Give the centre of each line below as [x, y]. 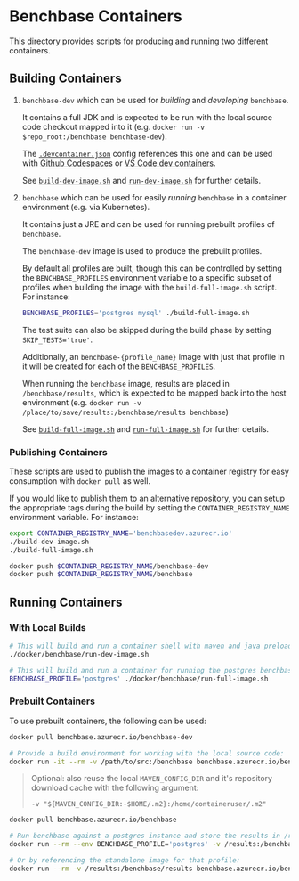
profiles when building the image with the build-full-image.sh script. [149, 287]
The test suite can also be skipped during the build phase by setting [146, 330]
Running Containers [66, 602]
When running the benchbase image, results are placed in [125, 383]
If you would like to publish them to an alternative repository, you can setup [147, 498]
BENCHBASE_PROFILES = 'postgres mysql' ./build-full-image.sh [136, 313]
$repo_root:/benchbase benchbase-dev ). [94, 136]
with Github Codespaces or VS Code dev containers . [119, 163]
